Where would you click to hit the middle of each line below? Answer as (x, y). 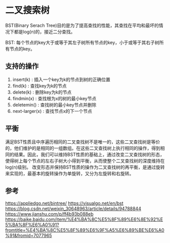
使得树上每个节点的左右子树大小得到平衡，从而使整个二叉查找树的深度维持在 (85, 160)
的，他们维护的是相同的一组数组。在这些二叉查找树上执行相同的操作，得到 (83, 148)
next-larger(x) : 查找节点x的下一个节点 (52, 111)
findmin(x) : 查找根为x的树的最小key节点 (54, 98)
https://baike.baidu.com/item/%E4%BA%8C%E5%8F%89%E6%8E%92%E (84, 219)
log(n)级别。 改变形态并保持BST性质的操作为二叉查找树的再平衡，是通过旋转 (85, 167)
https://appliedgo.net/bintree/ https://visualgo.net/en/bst (65, 204)
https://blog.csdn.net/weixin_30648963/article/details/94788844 (73, 209)
